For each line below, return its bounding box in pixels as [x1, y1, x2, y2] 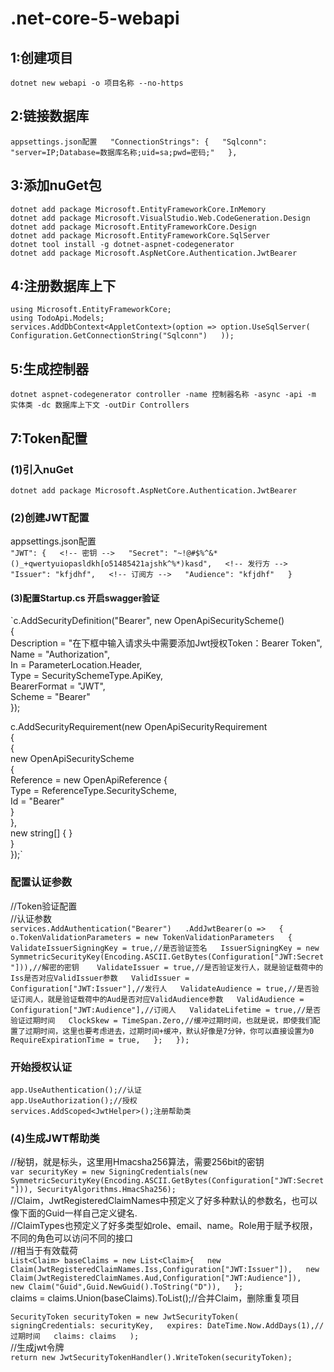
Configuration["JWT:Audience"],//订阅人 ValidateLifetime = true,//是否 [10, 1005, 322, 1015]
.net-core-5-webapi [10, 7, 180, 30]
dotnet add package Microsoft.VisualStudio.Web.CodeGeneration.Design [10, 213, 311, 223]
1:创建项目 [10, 49, 74, 66]
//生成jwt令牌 [10, 1342, 65, 1354]
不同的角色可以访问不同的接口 [10, 1232, 133, 1244]
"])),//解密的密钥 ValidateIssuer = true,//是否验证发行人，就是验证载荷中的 [10, 962, 324, 972]
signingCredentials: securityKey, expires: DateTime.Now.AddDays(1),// [10, 1321, 325, 1331]
